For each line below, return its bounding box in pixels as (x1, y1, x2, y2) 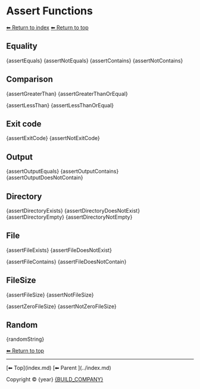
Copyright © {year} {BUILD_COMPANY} (6, 376, 104, 383)
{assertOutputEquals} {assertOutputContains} (6, 168, 119, 175)
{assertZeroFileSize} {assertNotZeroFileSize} (6, 303, 117, 310)
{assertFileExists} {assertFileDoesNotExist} (6, 246, 112, 254)
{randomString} (6, 335, 45, 343)
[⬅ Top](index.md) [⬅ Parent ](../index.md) (6, 365, 111, 372)
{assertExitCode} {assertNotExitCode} (6, 135, 100, 142)
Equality (6, 41, 37, 51)
